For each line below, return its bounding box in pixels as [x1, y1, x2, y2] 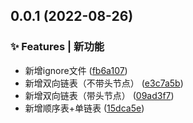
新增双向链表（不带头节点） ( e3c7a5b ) [24, 77, 184, 89]
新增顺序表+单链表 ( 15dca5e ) [24, 102, 145, 114]
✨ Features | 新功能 [10, 40, 105, 54]
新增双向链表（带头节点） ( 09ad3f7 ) [24, 89, 175, 101]
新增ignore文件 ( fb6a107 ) [24, 64, 128, 76]
